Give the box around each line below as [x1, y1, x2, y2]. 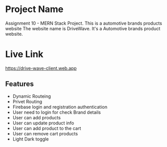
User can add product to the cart [12, 125, 81, 131]
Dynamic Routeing [12, 93, 51, 99]
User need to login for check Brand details [12, 109, 101, 115]
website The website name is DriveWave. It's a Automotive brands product [5, 25, 160, 31]
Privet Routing [12, 98, 43, 104]
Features [5, 80, 34, 89]
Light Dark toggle [12, 136, 49, 142]
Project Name [5, 4, 64, 15]
